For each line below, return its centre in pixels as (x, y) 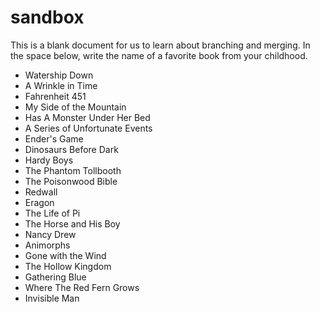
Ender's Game (54, 138)
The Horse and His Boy (72, 223)
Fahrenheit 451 (55, 96)
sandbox (47, 17)
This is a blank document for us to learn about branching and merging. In (160, 45)
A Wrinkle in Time (61, 85)
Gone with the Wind (65, 255)
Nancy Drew (50, 234)
